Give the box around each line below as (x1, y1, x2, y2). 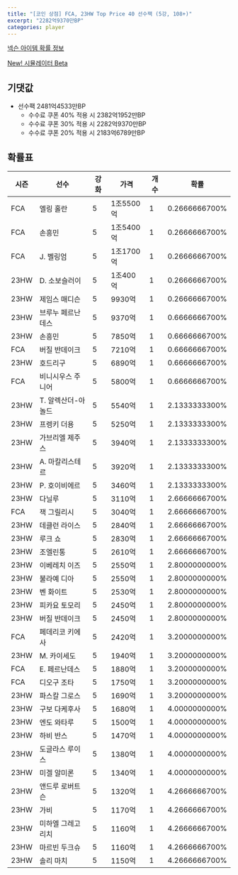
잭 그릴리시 (39, 507, 74, 517)
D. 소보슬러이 (39, 276, 81, 285)
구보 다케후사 (39, 704, 81, 714)
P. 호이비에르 (39, 480, 81, 490)
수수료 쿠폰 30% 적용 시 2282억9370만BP (28, 120, 147, 128)
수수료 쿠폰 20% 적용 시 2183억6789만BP (28, 128, 145, 137)
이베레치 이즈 (39, 561, 81, 570)
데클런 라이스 (39, 521, 81, 530)
